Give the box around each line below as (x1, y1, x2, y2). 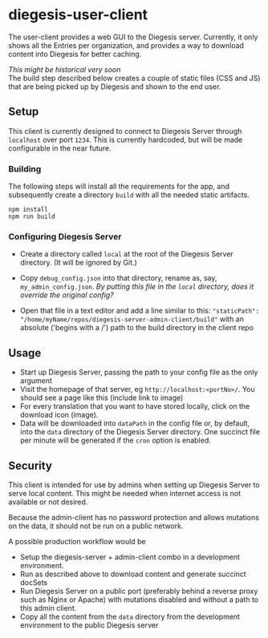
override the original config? (19, 290, 114, 300)
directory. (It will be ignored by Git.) (19, 258, 138, 268)
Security (8, 458, 52, 472)
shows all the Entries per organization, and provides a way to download (8, 40, 245, 50)
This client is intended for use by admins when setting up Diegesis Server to (8, 479, 260, 490)
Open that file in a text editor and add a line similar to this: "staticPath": (19, 306, 259, 316)
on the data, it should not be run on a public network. (8, 521, 184, 531)
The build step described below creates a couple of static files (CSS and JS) (8, 73, 261, 83)
